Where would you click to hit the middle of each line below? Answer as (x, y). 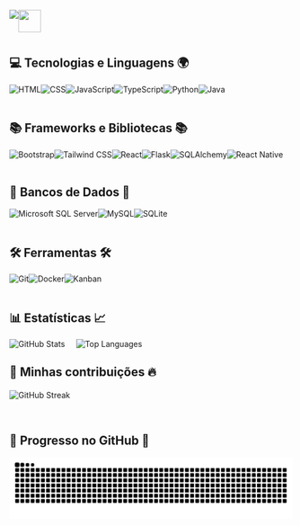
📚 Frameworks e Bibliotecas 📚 (99, 128)
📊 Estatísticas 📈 (57, 318)
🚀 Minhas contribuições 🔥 (83, 372)
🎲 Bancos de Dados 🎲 (70, 192)
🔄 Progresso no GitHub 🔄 (79, 440)
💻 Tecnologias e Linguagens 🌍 (99, 63)
